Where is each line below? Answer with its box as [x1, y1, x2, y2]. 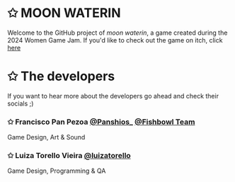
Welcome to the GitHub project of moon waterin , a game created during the [7, 28, 228, 37]
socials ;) [7, 99, 34, 108]
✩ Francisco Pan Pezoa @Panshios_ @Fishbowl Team [7, 117, 195, 127]
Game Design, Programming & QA [7, 166, 106, 175]
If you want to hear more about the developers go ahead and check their [7, 91, 219, 100]
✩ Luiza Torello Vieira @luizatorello [7, 151, 131, 161]
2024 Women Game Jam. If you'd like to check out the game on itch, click [7, 35, 223, 44]
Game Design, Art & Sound [7, 133, 86, 142]
